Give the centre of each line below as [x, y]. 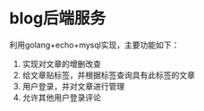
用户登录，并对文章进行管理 [73, 86]
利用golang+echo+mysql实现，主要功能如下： [94, 45]
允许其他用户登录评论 [61, 97]
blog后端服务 [58, 18]
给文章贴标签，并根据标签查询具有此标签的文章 [108, 75]
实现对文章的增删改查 [61, 64]
